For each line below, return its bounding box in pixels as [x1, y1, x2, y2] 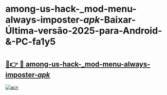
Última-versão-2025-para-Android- [5, 25, 162, 36]
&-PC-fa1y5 [5, 36, 56, 48]
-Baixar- [100, 14, 136, 26]
